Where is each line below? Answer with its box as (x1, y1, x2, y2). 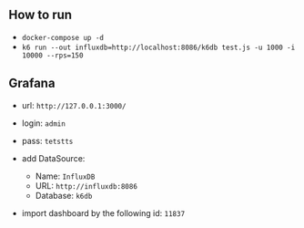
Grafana (8, 76, 56, 91)
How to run (8, 7, 73, 23)
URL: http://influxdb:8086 (35, 180, 138, 191)
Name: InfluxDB (35, 171, 96, 181)
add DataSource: (21, 152, 86, 163)
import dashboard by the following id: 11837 (21, 207, 186, 218)
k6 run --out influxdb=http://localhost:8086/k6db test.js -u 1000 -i (21, 43, 296, 52)
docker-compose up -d (21, 33, 104, 42)
